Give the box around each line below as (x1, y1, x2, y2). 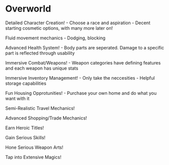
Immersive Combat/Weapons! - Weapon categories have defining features (5, 60, 161, 66)
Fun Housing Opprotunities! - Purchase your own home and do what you (5, 90, 157, 96)
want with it (5, 95, 29, 101)
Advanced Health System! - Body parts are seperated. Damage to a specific (5, 44, 164, 50)
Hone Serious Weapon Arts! (5, 144, 63, 150)
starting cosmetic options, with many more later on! (5, 25, 113, 31)
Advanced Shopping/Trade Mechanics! (5, 115, 87, 121)
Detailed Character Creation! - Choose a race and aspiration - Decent (5, 20, 151, 26)
